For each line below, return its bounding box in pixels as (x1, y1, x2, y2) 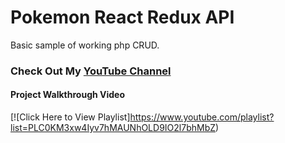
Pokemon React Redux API (10, 6, 235, 29)
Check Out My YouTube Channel (10, 64, 172, 78)
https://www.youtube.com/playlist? (129, 111, 275, 123)
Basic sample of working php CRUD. (10, 39, 160, 51)
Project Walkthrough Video (10, 89, 126, 101)
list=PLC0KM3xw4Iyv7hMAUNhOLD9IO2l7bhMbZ (10, 122, 217, 134)
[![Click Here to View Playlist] (10, 111, 131, 123)
